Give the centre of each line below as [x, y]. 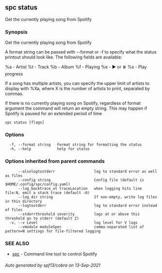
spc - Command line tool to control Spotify [55, 254]
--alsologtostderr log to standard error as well [88, 171]
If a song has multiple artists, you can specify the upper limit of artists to [77, 83]
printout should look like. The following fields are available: [64, 57]
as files [14, 175]
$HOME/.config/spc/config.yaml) [38, 184]
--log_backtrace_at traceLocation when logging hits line [80, 188]
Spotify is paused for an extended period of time [54, 114]
